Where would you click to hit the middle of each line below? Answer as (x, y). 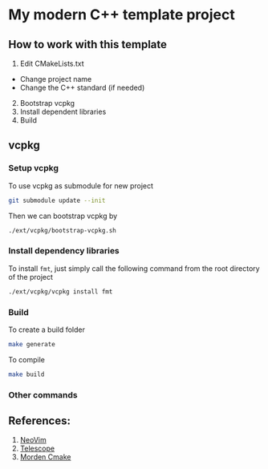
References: (39, 420)
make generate (32, 344)
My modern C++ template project (122, 15)
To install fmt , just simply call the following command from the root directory (134, 268)
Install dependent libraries (63, 111)
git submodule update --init (57, 200)
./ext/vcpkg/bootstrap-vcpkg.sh (62, 230)
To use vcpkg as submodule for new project (81, 185)
